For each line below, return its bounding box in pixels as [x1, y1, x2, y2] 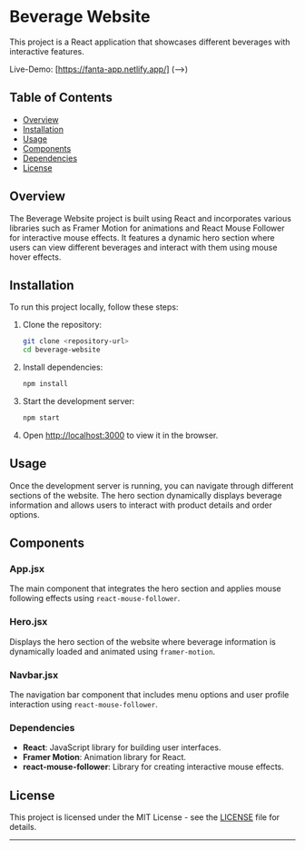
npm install [22, 380, 68, 389]
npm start [22, 413, 61, 422]
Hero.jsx [9, 616, 48, 628]
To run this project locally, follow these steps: [9, 301, 179, 312]
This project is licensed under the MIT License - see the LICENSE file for [9, 812, 280, 823]
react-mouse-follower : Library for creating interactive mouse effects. [22, 761, 284, 773]
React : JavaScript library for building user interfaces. [22, 742, 221, 753]
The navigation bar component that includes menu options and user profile [9, 688, 290, 700]
